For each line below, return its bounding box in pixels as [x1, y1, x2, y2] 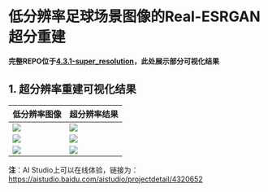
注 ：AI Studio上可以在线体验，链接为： [8, 164, 139, 175]
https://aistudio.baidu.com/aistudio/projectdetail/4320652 [8, 174, 203, 184]
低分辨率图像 [12, 108, 63, 120]
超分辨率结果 [69, 108, 119, 120]
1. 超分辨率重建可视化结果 [8, 82, 136, 96]
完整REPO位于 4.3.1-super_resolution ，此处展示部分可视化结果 [8, 56, 220, 66]
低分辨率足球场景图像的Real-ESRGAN [8, 7, 262, 26]
